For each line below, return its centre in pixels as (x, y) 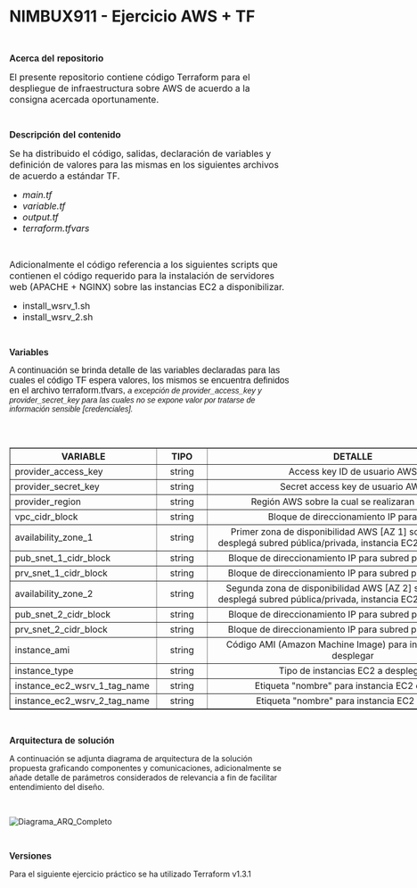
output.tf (41, 217)
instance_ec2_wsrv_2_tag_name (82, 701)
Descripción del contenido (65, 135)
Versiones (30, 856)
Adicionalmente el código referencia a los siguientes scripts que (143, 264)
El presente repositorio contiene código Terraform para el (130, 77)
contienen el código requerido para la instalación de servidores (142, 276)
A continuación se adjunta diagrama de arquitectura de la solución (131, 758)
